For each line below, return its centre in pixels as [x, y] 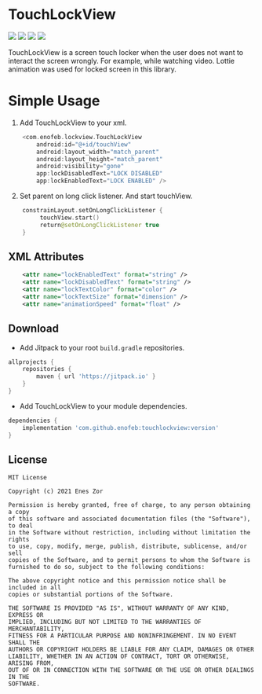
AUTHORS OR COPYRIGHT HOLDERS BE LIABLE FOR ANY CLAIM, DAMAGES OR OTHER [131, 650]
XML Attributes [46, 257]
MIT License [27, 478]
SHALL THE [24, 643]
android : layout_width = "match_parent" [98, 152]
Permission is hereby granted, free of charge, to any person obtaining [129, 505]
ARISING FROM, [31, 663]
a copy [19, 512]
